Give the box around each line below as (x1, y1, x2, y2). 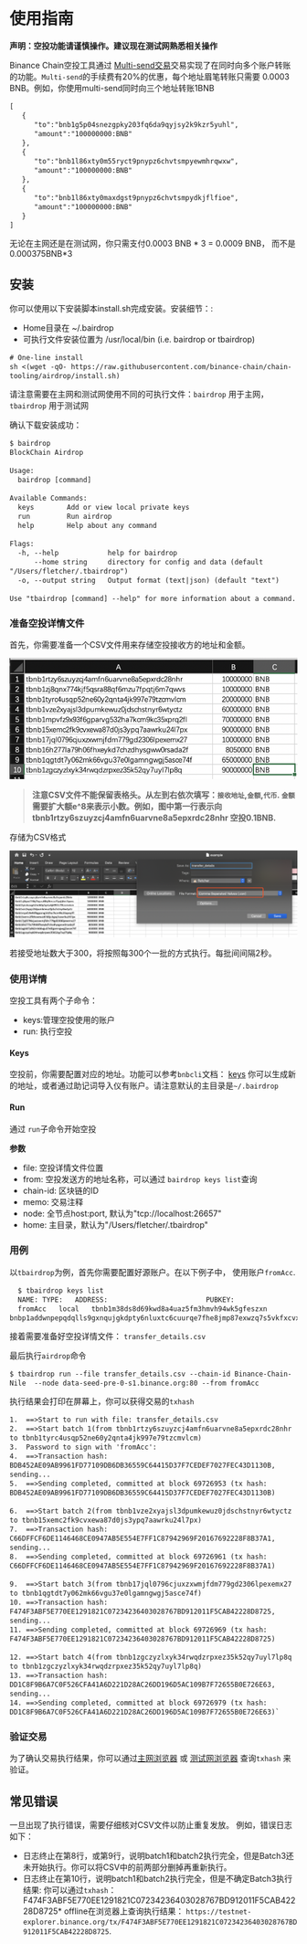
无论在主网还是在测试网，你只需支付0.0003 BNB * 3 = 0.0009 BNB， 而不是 (9, 238, 296, 248)
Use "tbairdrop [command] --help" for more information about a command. (9, 594, 297, 603)
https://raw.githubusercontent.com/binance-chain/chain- (70, 362, 292, 371)
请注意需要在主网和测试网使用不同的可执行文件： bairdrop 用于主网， (9, 388, 270, 399)
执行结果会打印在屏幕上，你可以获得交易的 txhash (9, 1395, 195, 1407)
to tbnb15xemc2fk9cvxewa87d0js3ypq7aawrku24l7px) (9, 1516, 203, 1525)
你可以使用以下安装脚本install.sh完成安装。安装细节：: (9, 302, 214, 313)
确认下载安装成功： (9, 419, 82, 430)
